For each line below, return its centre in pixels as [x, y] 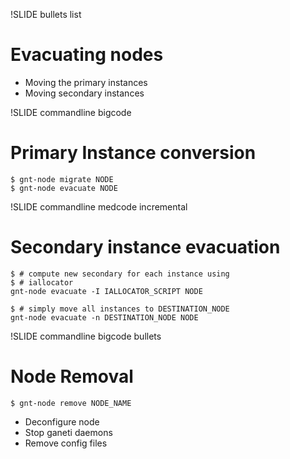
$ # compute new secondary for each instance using [120, 274]
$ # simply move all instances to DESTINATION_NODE [120, 309]
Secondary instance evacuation [145, 247]
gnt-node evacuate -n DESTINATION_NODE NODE [104, 317]
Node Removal [72, 376]
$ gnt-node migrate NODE [62, 179]
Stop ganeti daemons [68, 432]
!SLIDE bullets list [46, 14]
